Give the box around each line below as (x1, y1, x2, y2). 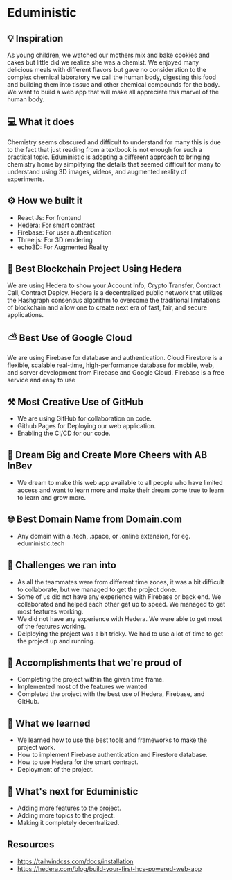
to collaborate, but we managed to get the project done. (17, 585, 177, 593)
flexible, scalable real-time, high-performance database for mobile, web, (7, 361, 215, 369)
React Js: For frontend (17, 213, 82, 221)
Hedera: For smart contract (17, 221, 95, 229)
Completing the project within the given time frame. (17, 675, 164, 684)
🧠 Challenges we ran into (7, 559, 116, 571)
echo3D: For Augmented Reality (17, 243, 109, 251)
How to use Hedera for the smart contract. (17, 758, 139, 766)
